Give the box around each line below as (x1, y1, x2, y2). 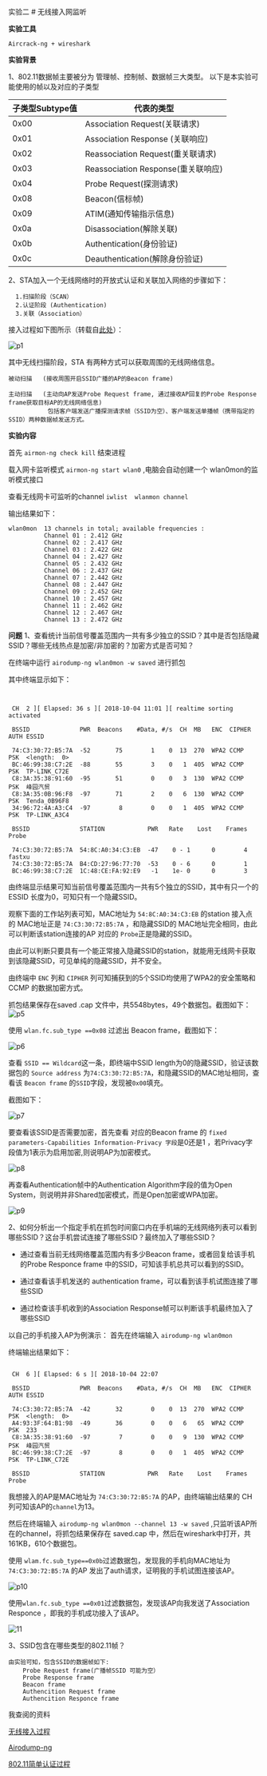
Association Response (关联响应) (84, 134, 209, 144)
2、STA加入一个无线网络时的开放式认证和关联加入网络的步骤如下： (8, 275, 229, 285)
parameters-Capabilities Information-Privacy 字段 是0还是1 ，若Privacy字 (8, 1138, 253, 1147)
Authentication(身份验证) (84, 238, 179, 249)
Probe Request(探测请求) (84, 178, 179, 190)
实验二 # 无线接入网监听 (8, 7, 87, 16)
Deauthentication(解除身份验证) (84, 253, 204, 264)
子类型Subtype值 (12, 103, 77, 114)
